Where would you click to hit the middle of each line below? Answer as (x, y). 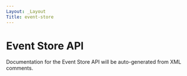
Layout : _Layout (26, 11)
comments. (20, 68)
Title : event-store (30, 17)
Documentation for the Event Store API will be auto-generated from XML (94, 62)
